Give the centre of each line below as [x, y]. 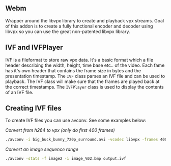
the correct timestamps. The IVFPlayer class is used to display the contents [84, 87]
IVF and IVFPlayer [34, 48]
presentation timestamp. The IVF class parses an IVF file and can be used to [85, 76]
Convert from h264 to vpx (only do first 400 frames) [60, 130]
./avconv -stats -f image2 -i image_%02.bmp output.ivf [66, 159]
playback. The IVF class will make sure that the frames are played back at [82, 81]
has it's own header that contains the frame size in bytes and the [73, 70]
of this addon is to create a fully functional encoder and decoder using [79, 26]
